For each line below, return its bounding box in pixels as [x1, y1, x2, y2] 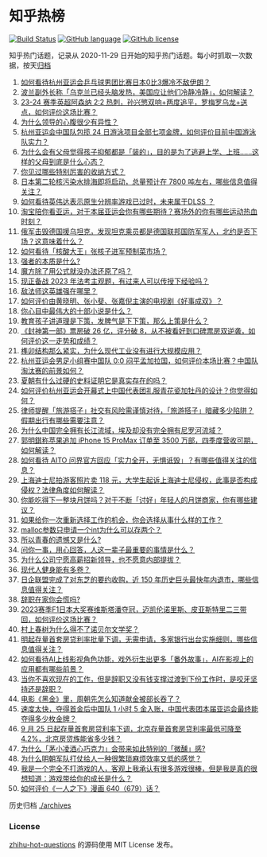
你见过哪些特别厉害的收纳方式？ [20, 166, 126, 176]
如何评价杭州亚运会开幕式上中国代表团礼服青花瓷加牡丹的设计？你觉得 [20, 385, 251, 395]
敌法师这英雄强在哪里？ [20, 286, 98, 295]
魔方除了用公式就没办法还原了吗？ [20, 266, 133, 275]
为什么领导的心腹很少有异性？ [20, 117, 118, 127]
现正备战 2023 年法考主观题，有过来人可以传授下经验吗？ [20, 276, 210, 286]
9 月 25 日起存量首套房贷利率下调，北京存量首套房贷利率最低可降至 [20, 723, 242, 733]
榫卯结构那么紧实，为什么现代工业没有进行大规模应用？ [20, 345, 202, 355]
